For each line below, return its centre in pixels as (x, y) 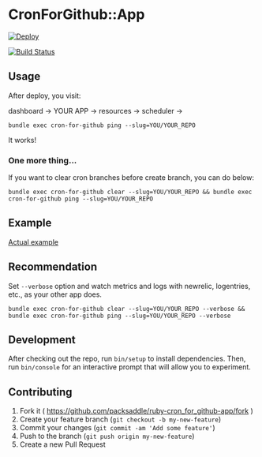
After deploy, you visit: (45, 96)
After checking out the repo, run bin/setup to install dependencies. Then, (127, 359)
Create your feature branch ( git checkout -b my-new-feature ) (120, 419)
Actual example (34, 242)
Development (42, 340)
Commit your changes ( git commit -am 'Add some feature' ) (117, 428)
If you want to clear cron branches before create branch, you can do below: (131, 178)
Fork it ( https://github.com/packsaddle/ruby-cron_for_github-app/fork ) (137, 411)
